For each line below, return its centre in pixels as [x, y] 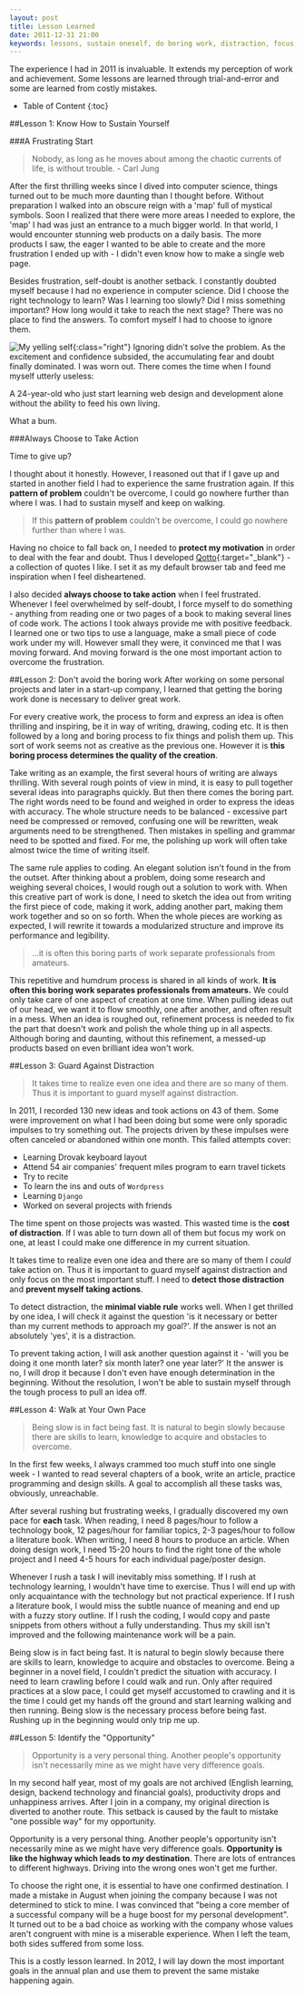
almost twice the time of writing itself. [79, 851]
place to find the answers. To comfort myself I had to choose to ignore [141, 320]
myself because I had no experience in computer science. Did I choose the [149, 291]
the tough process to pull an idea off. [78, 1392]
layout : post [34, 18]
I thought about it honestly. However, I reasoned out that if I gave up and [144, 474]
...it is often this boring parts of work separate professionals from [153, 953]
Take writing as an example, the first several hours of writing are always [144, 773]
